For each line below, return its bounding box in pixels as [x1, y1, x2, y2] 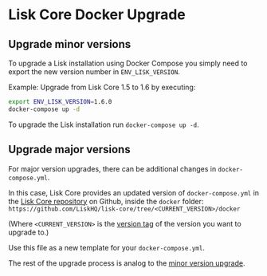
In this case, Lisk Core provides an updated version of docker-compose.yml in [8, 187, 260, 197]
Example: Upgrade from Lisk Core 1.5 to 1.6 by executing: [8, 82, 196, 92]
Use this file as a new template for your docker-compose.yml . [8, 242, 206, 252]
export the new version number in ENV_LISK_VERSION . [8, 67, 181, 77]
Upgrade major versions [8, 143, 131, 156]
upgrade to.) [8, 227, 49, 237]
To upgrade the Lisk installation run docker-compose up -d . [8, 120, 199, 129]
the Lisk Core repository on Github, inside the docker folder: [8, 196, 204, 206]
